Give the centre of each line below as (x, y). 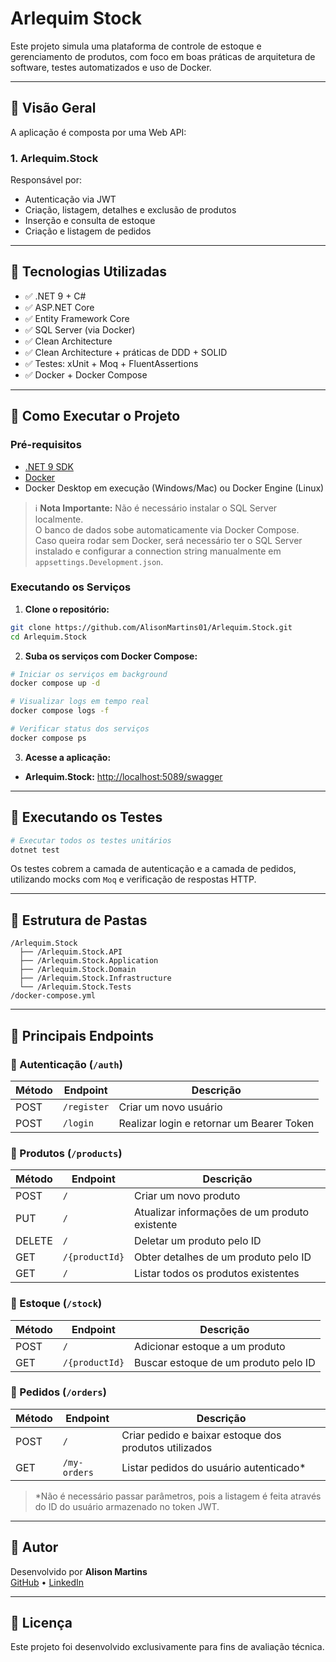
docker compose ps (48, 738)
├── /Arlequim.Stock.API (71, 952)
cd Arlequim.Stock (48, 637)
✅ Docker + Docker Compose (86, 374)
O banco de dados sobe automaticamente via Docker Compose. (167, 529)
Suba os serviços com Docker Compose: (111, 656)
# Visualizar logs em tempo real (80, 702)
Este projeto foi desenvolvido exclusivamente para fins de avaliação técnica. (167, 1647)
